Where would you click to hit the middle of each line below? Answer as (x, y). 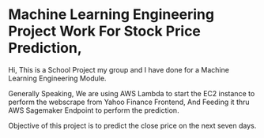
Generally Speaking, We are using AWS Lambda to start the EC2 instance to (132, 93)
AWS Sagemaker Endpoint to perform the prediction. (94, 110)
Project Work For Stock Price (105, 31)
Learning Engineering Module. (57, 78)
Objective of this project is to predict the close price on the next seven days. (132, 125)
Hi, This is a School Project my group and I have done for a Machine (119, 69)
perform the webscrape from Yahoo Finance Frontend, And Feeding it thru (129, 102)
